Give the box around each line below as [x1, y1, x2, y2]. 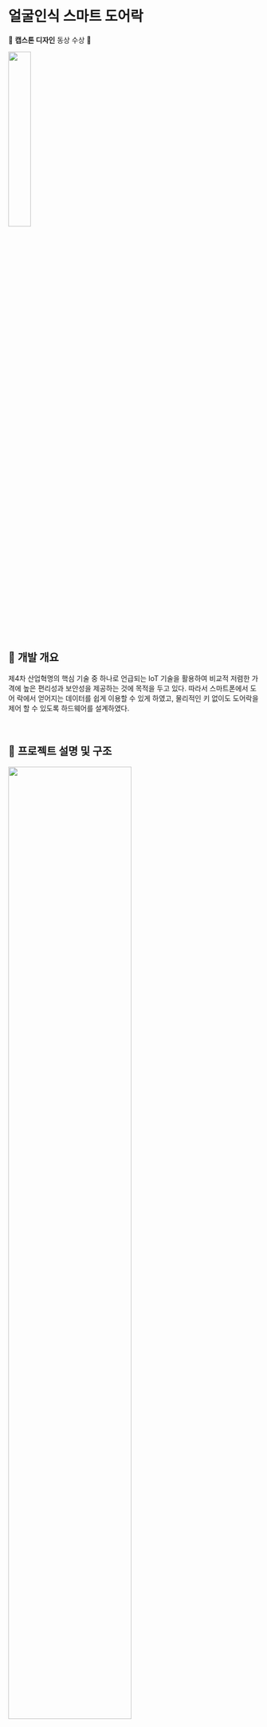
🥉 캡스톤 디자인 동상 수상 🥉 [8, 35, 92, 45]
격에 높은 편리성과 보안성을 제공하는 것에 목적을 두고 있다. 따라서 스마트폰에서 [8, 683, 249, 693]
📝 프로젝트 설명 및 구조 [8, 745, 112, 758]
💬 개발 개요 [8, 651, 60, 664]
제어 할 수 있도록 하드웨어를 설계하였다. [8, 703, 130, 713]
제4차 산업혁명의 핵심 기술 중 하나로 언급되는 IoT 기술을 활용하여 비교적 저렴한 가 [8, 673, 259, 683]
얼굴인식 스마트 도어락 [8, 7, 143, 26]
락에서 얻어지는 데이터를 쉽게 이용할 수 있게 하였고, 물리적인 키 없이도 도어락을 [16, 693, 259, 702]
